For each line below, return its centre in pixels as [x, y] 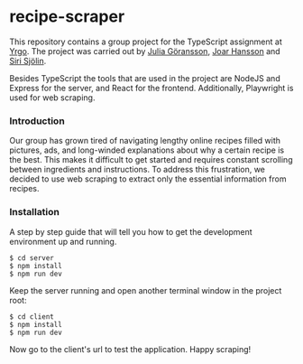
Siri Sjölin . [28, 61]
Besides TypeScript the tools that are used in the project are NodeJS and [145, 78]
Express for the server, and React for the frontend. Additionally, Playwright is [151, 88]
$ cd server [32, 258]
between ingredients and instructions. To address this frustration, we [138, 170]
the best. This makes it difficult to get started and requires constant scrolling [151, 160]
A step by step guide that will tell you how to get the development [131, 231]
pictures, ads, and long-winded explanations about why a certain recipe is [147, 150]
